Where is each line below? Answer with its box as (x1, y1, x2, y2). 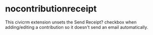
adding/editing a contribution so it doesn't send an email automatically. (5, 24, 149, 30)
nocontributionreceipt (5, 3, 97, 14)
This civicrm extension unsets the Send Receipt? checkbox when (5, 19, 137, 25)
